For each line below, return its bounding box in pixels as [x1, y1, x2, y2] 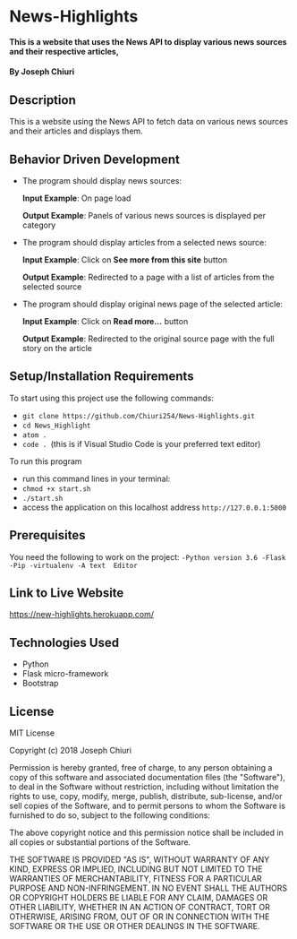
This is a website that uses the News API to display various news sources [9, 36, 288, 47]
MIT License [9, 728, 55, 738]
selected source [21, 281, 82, 292]
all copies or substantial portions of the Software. [9, 837, 191, 848]
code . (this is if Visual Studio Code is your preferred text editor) [21, 438, 261, 449]
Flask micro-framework [21, 668, 109, 679]
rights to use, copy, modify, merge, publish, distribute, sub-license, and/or [9, 791, 283, 802]
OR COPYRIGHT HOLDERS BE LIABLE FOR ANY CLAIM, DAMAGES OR [9, 892, 268, 903]
